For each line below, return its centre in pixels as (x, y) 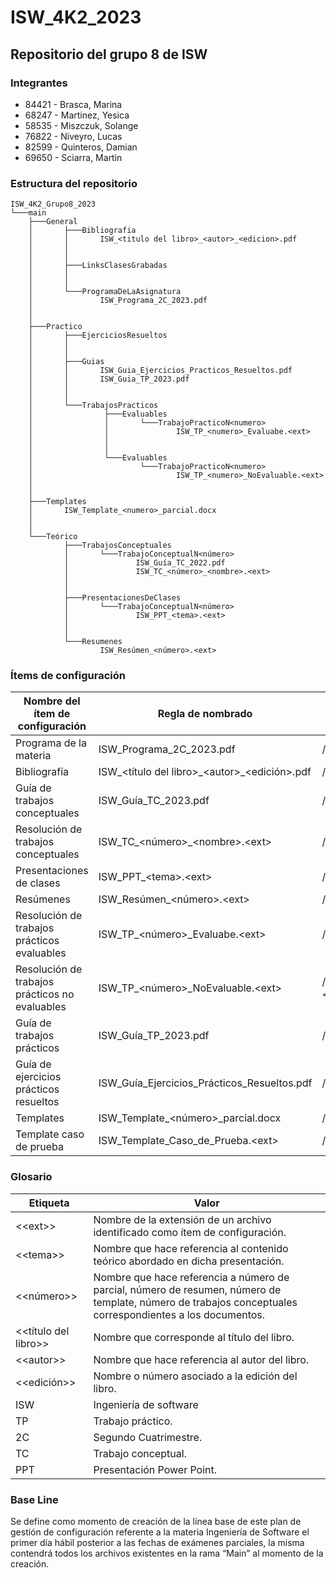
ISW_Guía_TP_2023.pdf (154, 1036)
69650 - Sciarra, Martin (73, 157)
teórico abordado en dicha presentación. (189, 1261)
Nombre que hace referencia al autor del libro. (201, 1359)
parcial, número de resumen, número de (187, 1289)
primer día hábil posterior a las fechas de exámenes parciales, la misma (157, 1543)
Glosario (31, 1177)
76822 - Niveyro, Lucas (73, 136)
